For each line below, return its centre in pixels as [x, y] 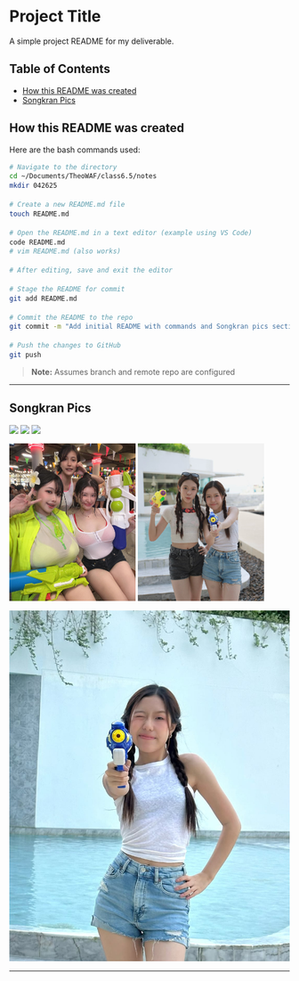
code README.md [37, 242]
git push [25, 355]
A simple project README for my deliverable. [92, 41]
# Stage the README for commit [67, 289]
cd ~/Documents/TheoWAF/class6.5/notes [83, 176]
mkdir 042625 [33, 186]
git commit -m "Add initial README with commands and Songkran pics [139, 327]
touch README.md [39, 214]
